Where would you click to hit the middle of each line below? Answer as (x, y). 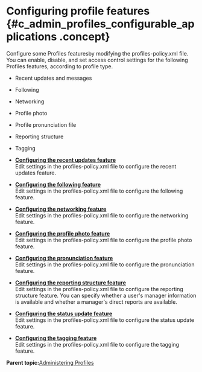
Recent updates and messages (53, 78)
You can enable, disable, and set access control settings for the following (97, 60)
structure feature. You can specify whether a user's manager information (106, 295)
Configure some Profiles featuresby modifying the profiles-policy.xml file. (97, 53)
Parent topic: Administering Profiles (50, 362)
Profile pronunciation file (46, 124)
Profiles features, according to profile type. (60, 66)
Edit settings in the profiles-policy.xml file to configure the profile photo (103, 240)
